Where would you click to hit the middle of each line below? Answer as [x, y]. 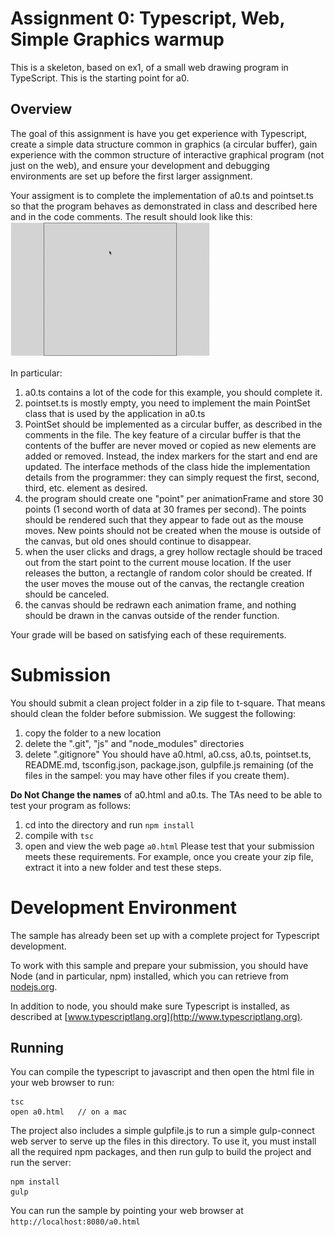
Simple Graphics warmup [117, 39]
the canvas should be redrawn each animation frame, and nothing [160, 604]
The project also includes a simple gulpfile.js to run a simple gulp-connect [162, 1131]
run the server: [41, 1163]
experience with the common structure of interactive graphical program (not [167, 154]
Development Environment [123, 907]
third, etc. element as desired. [86, 488]
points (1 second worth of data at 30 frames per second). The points [165, 509]
